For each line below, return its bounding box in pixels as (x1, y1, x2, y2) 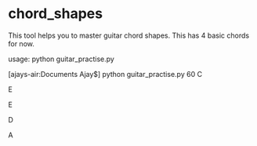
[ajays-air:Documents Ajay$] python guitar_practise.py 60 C (8, 69, 202, 78)
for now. (8, 38, 35, 48)
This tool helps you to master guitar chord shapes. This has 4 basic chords (8, 31, 249, 40)
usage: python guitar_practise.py (8, 54, 115, 64)
